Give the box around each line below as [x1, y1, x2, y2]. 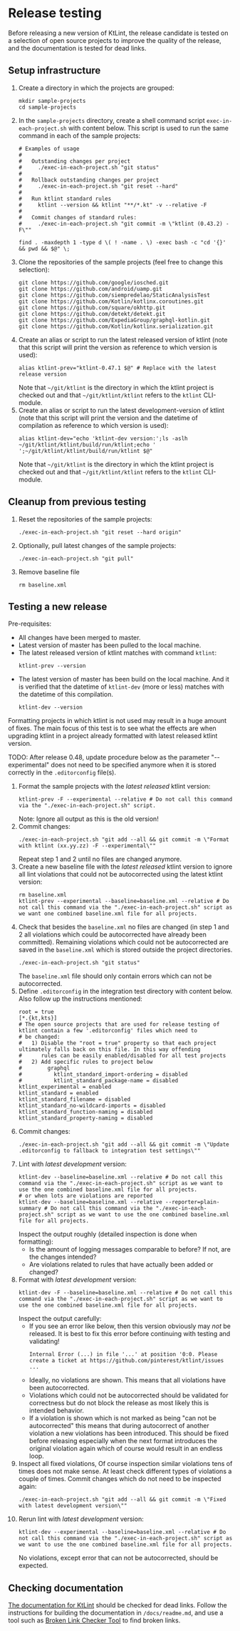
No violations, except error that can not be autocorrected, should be [18, 1554, 219, 1562]
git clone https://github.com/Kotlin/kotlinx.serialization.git [18, 323, 214, 330]
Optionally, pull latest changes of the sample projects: [18, 541, 177, 549]
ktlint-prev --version [18, 662, 86, 669]
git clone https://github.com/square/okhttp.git [18, 304, 166, 311]
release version [18, 370, 67, 378]
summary [18, 1205, 41, 1212]
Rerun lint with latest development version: [18, 1515, 145, 1523]
